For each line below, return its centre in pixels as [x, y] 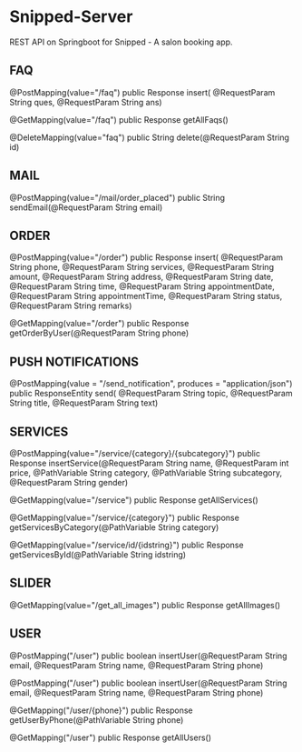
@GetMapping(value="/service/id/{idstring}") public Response [127, 545]
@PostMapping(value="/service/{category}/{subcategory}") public [135, 453]
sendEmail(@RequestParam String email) [86, 207]
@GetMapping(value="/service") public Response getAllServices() [134, 500]
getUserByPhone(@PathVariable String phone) [97, 719]
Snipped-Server [71, 17]
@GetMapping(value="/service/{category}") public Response [125, 517]
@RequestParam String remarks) [71, 306]
